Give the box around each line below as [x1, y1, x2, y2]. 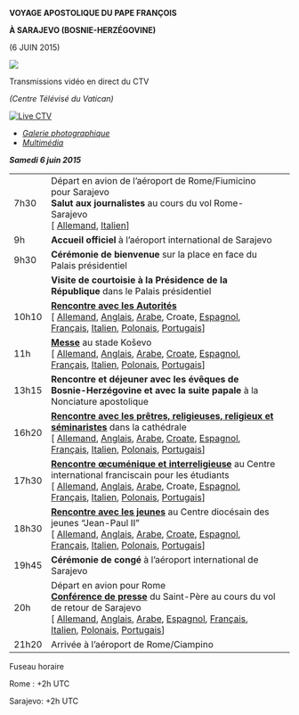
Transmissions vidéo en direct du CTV [9, 76, 149, 86]
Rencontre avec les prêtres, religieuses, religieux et [50, 410, 274, 422]
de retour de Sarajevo [50, 602, 141, 613]
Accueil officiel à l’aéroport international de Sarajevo [50, 234, 272, 246]
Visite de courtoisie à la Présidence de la [50, 274, 229, 286]
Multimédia [21, 137, 64, 148]
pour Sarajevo [50, 186, 109, 198]
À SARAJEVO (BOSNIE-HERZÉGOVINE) [9, 25, 157, 35]
